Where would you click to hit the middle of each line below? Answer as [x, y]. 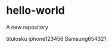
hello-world [36, 10]
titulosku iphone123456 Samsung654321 [56, 38]
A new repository [27, 27]
